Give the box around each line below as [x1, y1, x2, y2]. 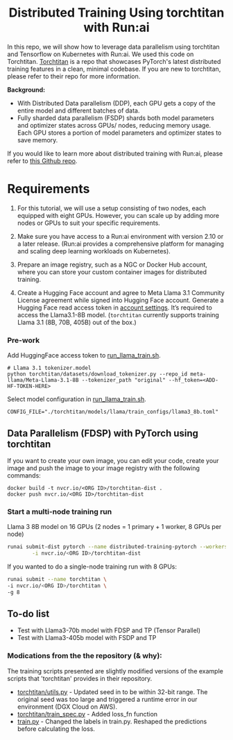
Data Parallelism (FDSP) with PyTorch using [7, 427, 199, 439]
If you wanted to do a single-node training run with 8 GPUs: [7, 562, 178, 571]
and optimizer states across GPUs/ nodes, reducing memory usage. [17, 121, 212, 129]
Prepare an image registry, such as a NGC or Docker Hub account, [17, 260, 208, 269]
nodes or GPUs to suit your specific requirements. [17, 219, 161, 227]
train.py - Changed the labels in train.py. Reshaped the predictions [17, 717, 207, 725]
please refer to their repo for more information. [7, 72, 141, 81]
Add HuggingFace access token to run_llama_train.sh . [7, 351, 161, 360]
